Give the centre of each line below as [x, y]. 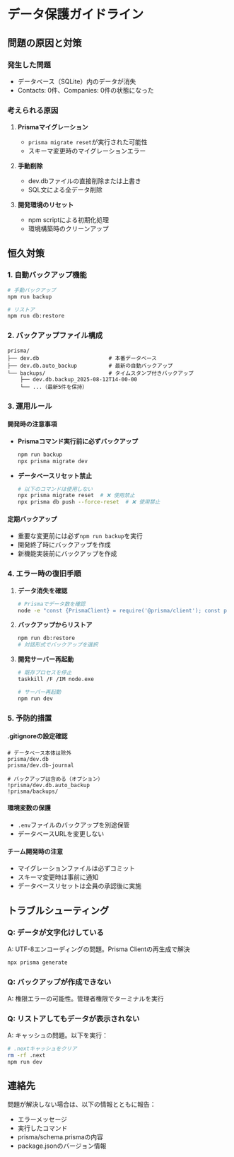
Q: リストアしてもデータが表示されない [74, 1018]
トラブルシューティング [58, 911]
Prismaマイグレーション [53, 127]
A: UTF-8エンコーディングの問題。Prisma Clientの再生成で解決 [99, 949]
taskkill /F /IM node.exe [55, 680]
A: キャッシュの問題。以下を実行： [58, 1035]
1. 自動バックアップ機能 [47, 275]
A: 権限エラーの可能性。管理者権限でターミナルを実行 [86, 999]
